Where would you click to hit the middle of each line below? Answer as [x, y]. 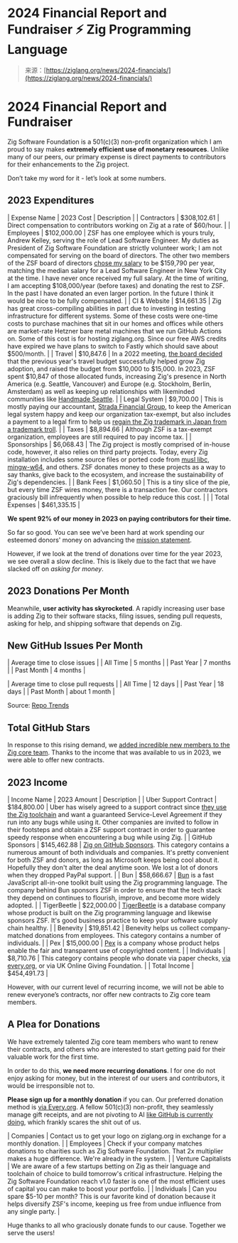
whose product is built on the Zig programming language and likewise [109, 912]
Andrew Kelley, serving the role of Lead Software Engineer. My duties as [113, 240]
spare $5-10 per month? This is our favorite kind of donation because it [112, 1196]
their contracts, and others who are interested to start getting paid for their [117, 1049]
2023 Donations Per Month [69, 591]
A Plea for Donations [54, 1024]
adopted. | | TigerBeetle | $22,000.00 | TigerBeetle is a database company [117, 905]
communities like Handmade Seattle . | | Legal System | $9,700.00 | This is [115, 399]
